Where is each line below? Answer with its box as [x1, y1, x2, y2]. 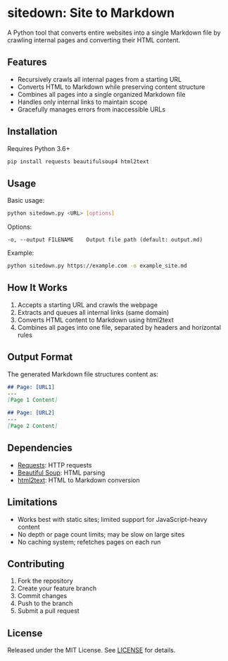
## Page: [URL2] [7, 410, 55, 417]
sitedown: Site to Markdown [7, 5, 175, 21]
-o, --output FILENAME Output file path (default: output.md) [7, 237, 203, 244]
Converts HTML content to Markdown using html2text [17, 316, 174, 324]
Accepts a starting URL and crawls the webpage [17, 300, 158, 309]
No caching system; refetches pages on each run [17, 537, 161, 546]
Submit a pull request [17, 607, 80, 615]
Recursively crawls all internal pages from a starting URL [17, 75, 182, 83]
